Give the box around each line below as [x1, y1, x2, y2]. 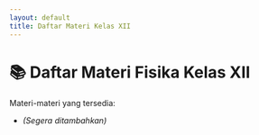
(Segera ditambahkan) [22, 115, 107, 126]
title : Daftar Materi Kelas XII [9, 22, 131, 31]
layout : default [9, 13, 70, 22]
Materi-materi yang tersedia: [9, 98, 116, 109]
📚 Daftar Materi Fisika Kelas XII [9, 62, 251, 82]
